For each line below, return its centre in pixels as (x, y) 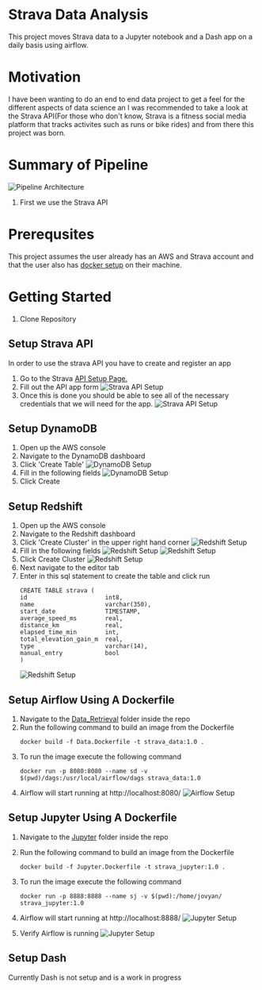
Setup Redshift (46, 506)
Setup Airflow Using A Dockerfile (91, 700)
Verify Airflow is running (59, 933)
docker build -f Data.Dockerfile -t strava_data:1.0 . (112, 742)
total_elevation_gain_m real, (71, 639)
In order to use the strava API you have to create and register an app (120, 363)
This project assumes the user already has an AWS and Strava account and (131, 256)
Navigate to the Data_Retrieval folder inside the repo (105, 718)
